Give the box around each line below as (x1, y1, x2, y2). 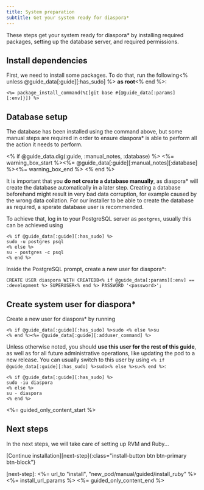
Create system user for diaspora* (6, 299, 136, 310)
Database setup (6, 112, 68, 122)
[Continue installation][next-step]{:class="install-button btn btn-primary (6, 452, 187, 459)
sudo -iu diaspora (6, 379, 53, 386)
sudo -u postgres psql (6, 239, 64, 245)
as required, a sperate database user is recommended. (6, 204, 144, 211)
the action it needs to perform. (6, 141, 83, 148)
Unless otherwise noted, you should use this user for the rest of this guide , (6, 343, 197, 350)
